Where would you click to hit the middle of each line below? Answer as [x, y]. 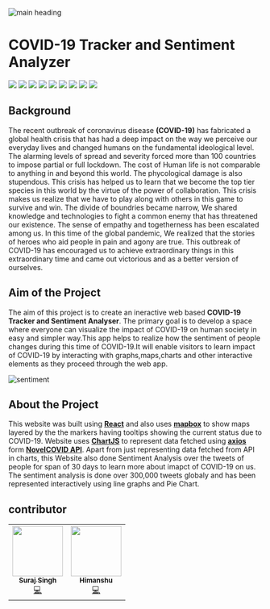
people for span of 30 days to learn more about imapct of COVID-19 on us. [132, 467]
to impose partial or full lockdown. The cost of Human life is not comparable [134, 165]
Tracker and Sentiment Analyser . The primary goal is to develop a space [130, 321]
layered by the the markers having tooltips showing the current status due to [135, 432]
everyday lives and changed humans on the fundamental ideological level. [131, 147]
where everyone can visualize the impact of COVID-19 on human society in [133, 329]
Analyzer [39, 63]
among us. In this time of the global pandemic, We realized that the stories [132, 233]
